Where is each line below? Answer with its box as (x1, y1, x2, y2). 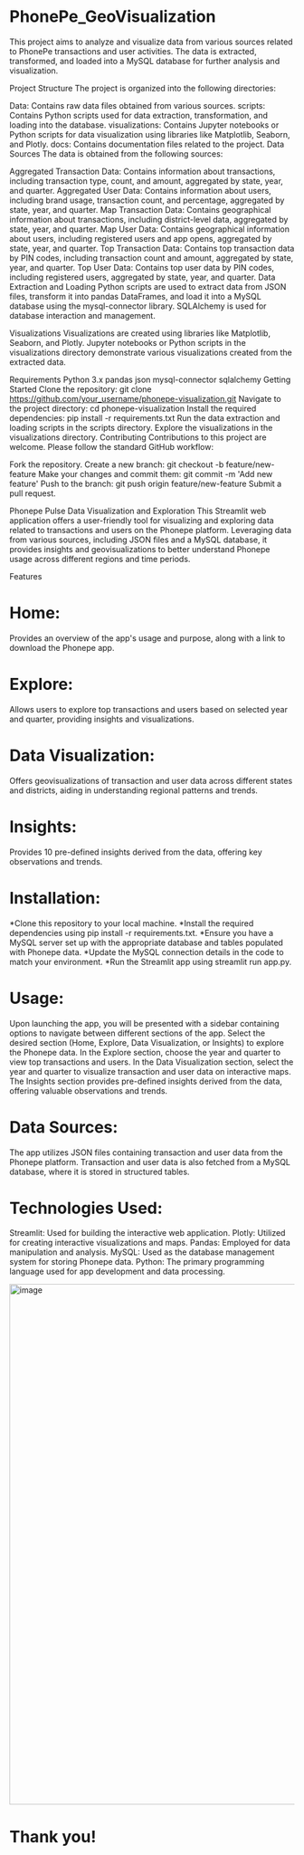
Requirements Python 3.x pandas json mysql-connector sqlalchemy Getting (9, 374, 291, 385)
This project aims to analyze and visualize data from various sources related (9, 36, 293, 47)
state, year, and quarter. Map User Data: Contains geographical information (9, 224, 290, 234)
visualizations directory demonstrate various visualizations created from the (9, 347, 292, 358)
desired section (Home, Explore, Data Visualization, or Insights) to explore (9, 1037, 285, 1047)
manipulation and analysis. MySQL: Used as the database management (9, 1247, 275, 1257)
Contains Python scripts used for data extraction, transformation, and (9, 110, 269, 120)
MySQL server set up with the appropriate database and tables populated (9, 937, 283, 948)
